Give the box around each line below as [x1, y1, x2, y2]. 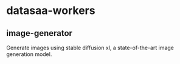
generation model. [6, 51, 52, 58]
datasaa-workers [6, 4, 95, 18]
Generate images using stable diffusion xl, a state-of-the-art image [6, 44, 175, 51]
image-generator [6, 28, 73, 38]
